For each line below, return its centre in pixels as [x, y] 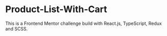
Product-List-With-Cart [56, 9]
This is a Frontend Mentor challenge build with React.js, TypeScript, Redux [83, 23]
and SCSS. [17, 28]
